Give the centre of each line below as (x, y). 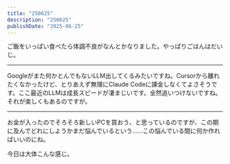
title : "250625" (30, 13)
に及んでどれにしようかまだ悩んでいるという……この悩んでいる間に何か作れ (114, 131)
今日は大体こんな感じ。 (40, 154)
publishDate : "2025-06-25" (46, 26)
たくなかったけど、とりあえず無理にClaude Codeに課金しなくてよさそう (109, 84)
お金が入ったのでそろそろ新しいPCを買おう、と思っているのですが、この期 (113, 122)
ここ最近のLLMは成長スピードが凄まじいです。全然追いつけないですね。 (120, 93)
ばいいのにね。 (28, 139)
